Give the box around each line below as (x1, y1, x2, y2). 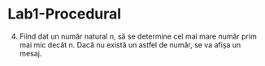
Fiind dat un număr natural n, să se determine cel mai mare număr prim (19, 31, 257, 41)
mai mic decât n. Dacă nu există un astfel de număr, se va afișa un (19, 39, 241, 49)
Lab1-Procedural (7, 5, 122, 23)
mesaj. (19, 48, 42, 58)
